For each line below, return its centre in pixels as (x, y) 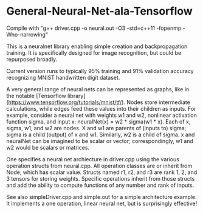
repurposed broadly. (32, 59)
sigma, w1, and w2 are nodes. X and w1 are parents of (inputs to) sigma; (96, 128)
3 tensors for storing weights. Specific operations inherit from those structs (101, 178)
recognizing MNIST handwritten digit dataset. (63, 77)
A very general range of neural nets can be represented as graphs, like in (98, 89)
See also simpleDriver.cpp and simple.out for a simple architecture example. (101, 197)
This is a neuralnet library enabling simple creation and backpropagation (97, 46)
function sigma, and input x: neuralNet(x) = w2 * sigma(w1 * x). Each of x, (98, 121)
